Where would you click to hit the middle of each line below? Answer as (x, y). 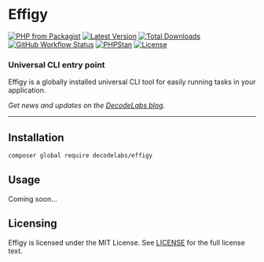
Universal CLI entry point (57, 64)
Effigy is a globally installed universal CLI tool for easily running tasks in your (132, 82)
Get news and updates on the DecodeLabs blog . (87, 106)
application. (27, 90)
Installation (36, 138)
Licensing (33, 224)
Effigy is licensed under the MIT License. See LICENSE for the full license (126, 242)
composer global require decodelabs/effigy (81, 156)
